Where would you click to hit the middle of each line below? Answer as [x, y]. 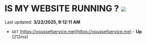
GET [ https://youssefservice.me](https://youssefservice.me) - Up [77, 31]
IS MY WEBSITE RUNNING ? [62, 9]
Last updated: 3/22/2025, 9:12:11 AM [42, 22]
